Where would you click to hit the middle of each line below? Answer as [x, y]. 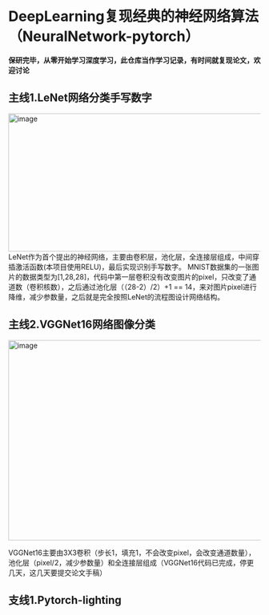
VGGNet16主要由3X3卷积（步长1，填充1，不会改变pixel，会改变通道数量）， [132, 553]
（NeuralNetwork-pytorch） [104, 36]
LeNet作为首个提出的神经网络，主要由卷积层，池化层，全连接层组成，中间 [130, 256]
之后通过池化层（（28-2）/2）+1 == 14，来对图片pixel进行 [163, 287]
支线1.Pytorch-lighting [65, 600]
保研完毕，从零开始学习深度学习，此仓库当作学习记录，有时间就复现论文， [131, 60]
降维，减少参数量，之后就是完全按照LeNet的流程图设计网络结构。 [116, 296]
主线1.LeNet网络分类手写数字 [80, 98]
